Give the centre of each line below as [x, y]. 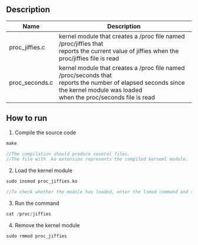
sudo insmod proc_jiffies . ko [42, 181]
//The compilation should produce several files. [68, 154]
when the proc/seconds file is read [107, 97]
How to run [27, 118]
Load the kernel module [43, 171]
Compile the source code [45, 133]
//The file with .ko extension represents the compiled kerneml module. [97, 159]
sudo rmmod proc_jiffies [37, 236]
